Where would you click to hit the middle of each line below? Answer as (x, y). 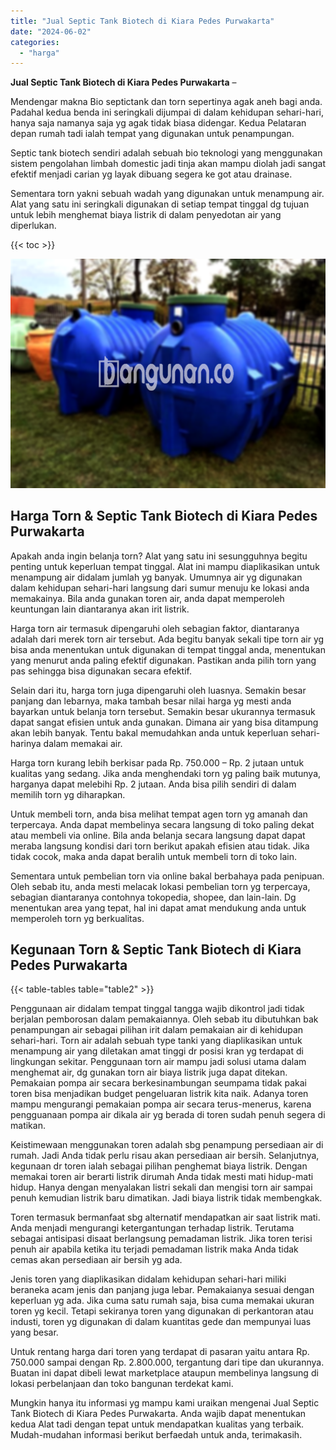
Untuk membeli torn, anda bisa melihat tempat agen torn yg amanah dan (159, 814)
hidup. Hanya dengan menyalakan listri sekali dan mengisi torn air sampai (161, 1187)
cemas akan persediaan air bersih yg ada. (96, 1260)
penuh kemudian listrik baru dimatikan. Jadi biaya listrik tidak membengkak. (166, 1198)
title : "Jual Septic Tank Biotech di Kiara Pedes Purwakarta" (142, 21)
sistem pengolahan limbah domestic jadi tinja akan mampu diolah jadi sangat (168, 164)
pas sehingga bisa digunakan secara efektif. (101, 671)
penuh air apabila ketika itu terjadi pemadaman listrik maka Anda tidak (154, 1249)
